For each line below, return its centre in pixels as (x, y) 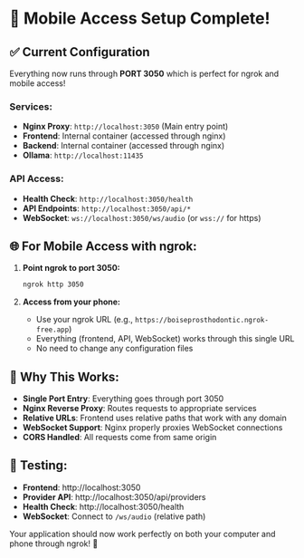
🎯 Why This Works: (64, 376)
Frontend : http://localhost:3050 (81, 487)
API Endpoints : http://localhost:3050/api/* (107, 208)
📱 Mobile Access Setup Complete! (140, 19)
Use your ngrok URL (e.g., (84, 320)
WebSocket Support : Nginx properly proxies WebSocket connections (152, 428)
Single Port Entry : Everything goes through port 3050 (123, 399)
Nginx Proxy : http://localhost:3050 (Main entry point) (125, 127)
